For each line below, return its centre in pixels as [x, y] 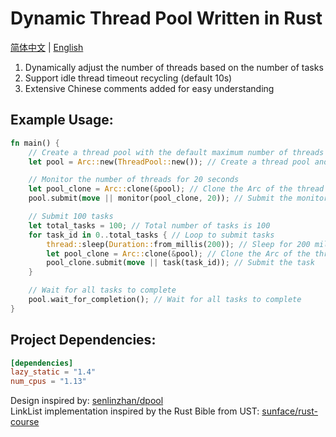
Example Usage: [62, 120]
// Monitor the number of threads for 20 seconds [134, 180]
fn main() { [35, 143]
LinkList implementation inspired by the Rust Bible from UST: [135, 411]
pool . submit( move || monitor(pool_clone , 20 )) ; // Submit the [160, 198]
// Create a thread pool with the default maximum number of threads [176, 152]
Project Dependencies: [83, 340]
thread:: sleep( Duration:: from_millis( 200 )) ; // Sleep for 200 [178, 244]
